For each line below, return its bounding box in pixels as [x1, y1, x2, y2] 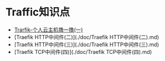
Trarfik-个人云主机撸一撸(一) [14, 26, 83, 33]
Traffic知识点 [5, 5, 70, 19]
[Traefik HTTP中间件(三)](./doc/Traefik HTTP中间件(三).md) [14, 41, 159, 48]
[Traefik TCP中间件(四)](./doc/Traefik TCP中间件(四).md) [14, 48, 152, 55]
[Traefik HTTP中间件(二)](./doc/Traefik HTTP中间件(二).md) [14, 33, 159, 40]
